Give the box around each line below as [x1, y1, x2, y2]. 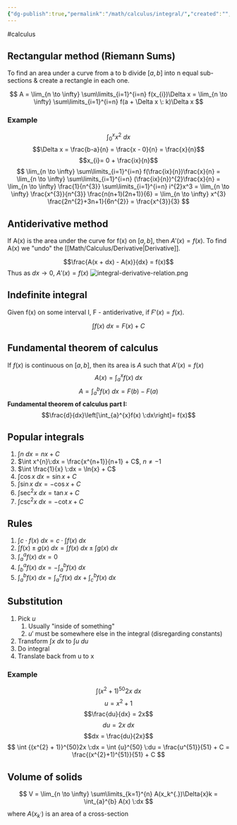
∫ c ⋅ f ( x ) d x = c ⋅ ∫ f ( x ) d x [17, 536, 87, 545]
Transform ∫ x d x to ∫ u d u [17, 636, 89, 645]
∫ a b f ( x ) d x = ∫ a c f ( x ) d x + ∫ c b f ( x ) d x [17, 572, 116, 583]
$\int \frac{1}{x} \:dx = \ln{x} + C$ [17, 465, 116, 473]
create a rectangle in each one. [39, 76, 130, 85]
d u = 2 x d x [102, 721, 135, 730]
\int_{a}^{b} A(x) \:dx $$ [83, 797, 154, 806]
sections [7, 76, 32, 85]
